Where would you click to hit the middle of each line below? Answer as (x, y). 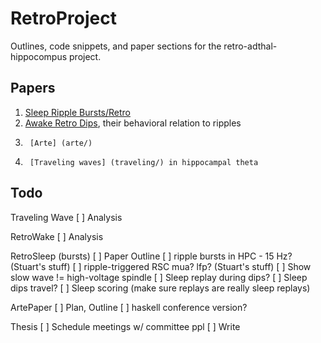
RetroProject (63, 18)
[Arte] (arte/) (61, 143)
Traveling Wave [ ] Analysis (66, 217)
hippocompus (39, 56)
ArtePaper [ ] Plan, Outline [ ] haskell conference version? (129, 307)
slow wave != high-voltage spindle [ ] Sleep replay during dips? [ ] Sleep (159, 277)
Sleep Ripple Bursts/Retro (77, 112)
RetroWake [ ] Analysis (57, 236)
